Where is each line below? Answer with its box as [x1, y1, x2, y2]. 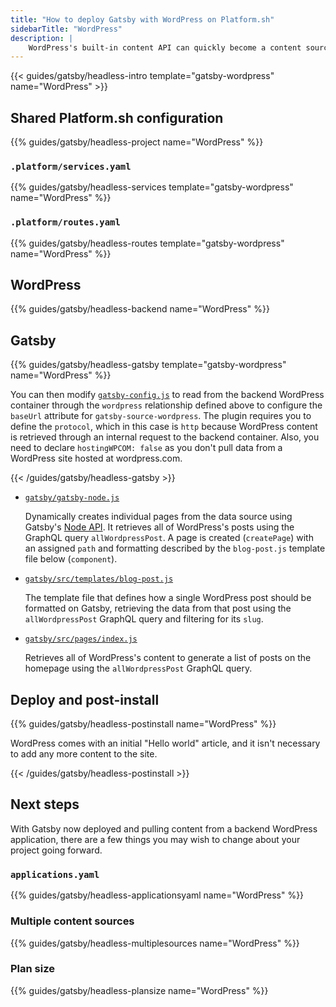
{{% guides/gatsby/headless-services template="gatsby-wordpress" [10, 181, 294, 193]
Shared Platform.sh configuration [10, 109, 224, 126]
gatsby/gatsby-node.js [24, 493, 120, 503]
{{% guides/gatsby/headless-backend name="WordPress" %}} [10, 303, 270, 315]
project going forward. [10, 844, 103, 856]
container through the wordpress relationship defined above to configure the [10, 399, 323, 411]
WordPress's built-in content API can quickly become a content [28, 42, 302, 53]
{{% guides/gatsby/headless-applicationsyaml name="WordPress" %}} [10, 889, 305, 901]
